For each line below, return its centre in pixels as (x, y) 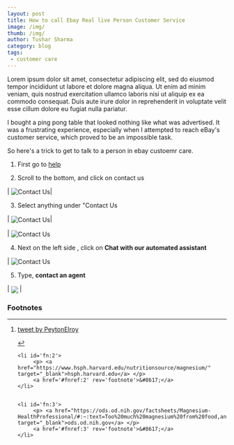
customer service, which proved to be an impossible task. (90, 137)
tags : (15, 53)
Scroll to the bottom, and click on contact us (81, 177)
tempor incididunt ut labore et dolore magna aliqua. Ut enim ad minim (107, 86)
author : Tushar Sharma (40, 40)
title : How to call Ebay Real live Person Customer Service (96, 20)
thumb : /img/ (26, 33)
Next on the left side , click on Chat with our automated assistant (112, 247)
